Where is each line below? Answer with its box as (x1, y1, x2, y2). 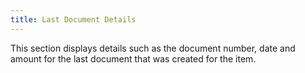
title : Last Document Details (10, 14, 137, 25)
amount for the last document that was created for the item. (10, 52, 257, 65)
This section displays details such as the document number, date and (10, 42, 296, 54)
